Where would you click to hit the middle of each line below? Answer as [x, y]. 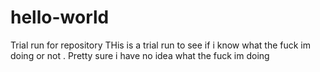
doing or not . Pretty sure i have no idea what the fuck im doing [140, 55]
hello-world [60, 17]
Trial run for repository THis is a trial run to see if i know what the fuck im [161, 45]
